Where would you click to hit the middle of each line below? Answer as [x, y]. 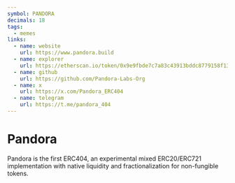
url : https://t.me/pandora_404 [65, 105]
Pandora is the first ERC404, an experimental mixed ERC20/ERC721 [104, 159]
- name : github [36, 72]
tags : [15, 27]
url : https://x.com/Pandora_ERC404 [72, 91]
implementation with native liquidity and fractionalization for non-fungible [113, 166]
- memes [25, 33]
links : [17, 40]
